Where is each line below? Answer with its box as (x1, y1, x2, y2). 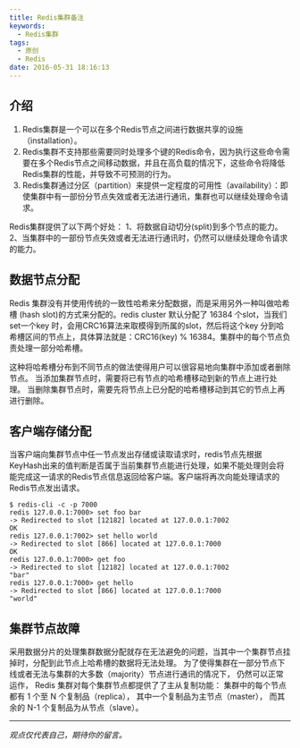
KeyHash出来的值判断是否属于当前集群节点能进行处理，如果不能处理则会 (9, 460, 277, 471)
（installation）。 (21, 135, 82, 146)
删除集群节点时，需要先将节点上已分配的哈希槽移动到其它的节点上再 (34, 384, 286, 395)
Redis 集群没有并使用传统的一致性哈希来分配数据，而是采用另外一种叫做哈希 (9, 297, 290, 309)
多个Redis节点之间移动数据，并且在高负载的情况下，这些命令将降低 (37, 157, 286, 168)
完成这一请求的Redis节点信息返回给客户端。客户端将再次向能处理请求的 (16, 472, 280, 482)
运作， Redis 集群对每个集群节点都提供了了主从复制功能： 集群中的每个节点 (9, 680, 287, 691)
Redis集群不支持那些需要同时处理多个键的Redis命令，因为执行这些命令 (21, 146, 283, 157)
